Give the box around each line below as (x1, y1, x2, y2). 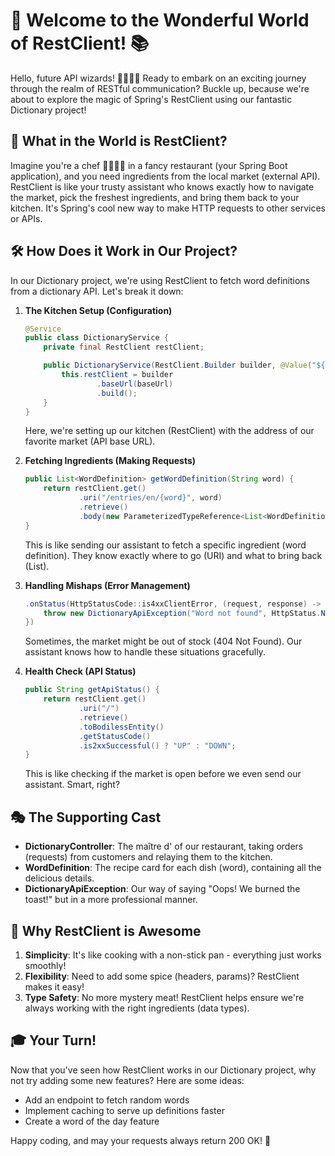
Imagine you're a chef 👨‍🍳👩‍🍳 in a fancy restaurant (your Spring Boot (10, 159, 288, 171)
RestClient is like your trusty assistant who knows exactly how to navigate (10, 180, 315, 193)
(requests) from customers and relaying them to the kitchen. (24, 851, 273, 863)
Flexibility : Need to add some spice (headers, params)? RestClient (24, 970, 300, 982)
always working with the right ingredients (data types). (24, 1002, 250, 1014)
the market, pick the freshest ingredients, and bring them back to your (10, 191, 300, 203)
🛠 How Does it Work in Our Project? (10, 243, 238, 260)
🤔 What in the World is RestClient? (10, 133, 228, 150)
